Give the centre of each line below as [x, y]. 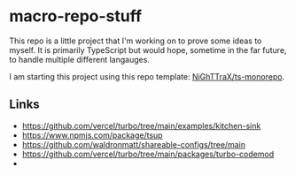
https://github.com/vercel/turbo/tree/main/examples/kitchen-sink [141, 126]
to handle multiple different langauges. [80, 59]
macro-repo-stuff [76, 16]
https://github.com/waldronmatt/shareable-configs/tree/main [134, 144]
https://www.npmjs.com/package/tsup [92, 135]
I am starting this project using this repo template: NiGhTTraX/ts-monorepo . [147, 76]
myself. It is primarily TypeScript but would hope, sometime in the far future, [148, 49]
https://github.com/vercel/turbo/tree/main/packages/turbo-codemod [148, 154]
